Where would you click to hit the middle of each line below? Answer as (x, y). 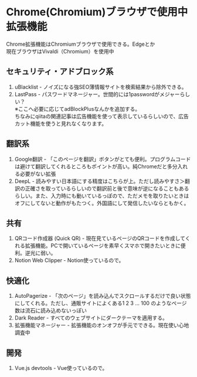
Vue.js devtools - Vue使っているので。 (61, 368)
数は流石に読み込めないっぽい (50, 311)
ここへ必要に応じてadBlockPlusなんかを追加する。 (79, 108)
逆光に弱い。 (40, 253)
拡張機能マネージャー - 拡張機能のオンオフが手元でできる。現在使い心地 (102, 325)
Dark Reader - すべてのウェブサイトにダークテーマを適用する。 (91, 318)
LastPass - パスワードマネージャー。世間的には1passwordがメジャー (97, 94)
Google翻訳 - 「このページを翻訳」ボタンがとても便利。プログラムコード (103, 159)
